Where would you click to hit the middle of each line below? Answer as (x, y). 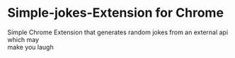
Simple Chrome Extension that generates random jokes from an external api (118, 32)
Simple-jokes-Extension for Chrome (116, 13)
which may (23, 39)
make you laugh (31, 47)
